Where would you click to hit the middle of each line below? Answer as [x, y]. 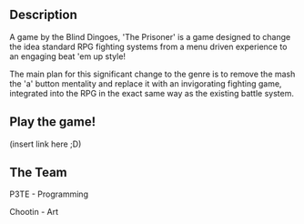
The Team [39, 173]
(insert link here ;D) [46, 144]
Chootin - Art [34, 212]
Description [43, 15]
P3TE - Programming [49, 194]
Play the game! [53, 122]
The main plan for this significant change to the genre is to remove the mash [152, 74]
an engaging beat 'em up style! [67, 56]
